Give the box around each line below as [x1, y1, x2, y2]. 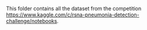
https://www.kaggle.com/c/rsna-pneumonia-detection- [6, 11, 139, 18]
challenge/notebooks [6, 18, 57, 24]
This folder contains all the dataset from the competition [6, 5, 142, 12]
